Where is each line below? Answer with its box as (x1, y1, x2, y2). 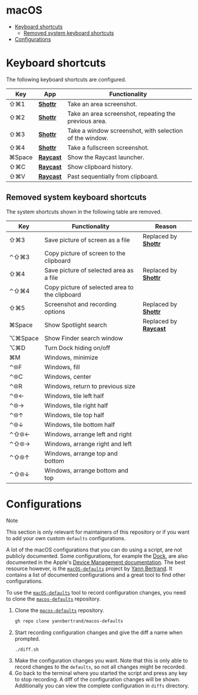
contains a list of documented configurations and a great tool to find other (6, 571, 186, 578)
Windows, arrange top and (44, 449, 118, 457)
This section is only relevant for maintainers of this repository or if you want (6, 528, 190, 535)
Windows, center (44, 372, 91, 381)
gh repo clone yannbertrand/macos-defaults (14, 618, 124, 624)
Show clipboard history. (67, 163, 133, 171)
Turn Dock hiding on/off (44, 343, 111, 352)
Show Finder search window (44, 334, 123, 342)
